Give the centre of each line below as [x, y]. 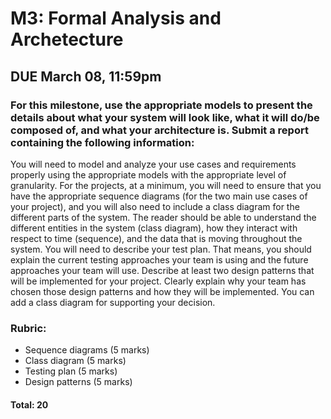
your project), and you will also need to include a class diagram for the [155, 206]
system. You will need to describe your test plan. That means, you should [161, 249]
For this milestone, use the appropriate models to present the [161, 105]
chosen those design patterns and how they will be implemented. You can [162, 291]
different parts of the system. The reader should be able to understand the [163, 217]
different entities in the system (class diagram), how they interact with [154, 228]
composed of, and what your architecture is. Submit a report [159, 130]
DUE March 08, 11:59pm [86, 76]
